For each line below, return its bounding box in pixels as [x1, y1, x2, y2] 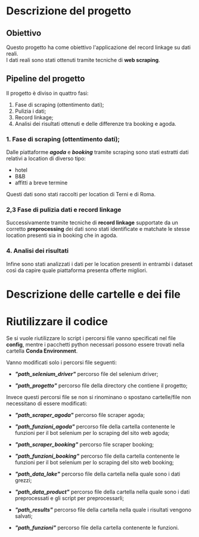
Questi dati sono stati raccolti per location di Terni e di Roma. [6, 191, 156, 198]
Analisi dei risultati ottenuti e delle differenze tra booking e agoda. [14, 120, 177, 127]
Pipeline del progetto [6, 73, 85, 84]
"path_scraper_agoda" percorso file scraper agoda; [14, 411, 145, 418]
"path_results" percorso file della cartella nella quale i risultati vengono [14, 506, 192, 513]
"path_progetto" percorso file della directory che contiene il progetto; [14, 382, 188, 389]
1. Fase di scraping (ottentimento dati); [6, 135, 120, 143]
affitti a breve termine [14, 179, 68, 186]
